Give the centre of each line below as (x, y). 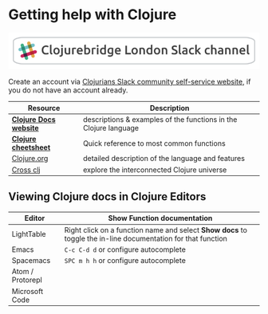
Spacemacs (31, 261)
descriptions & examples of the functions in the (160, 119)
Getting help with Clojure (93, 15)
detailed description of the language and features (164, 159)
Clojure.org (30, 159)
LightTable (29, 234)
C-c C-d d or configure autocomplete (125, 249)
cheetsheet (31, 147)
